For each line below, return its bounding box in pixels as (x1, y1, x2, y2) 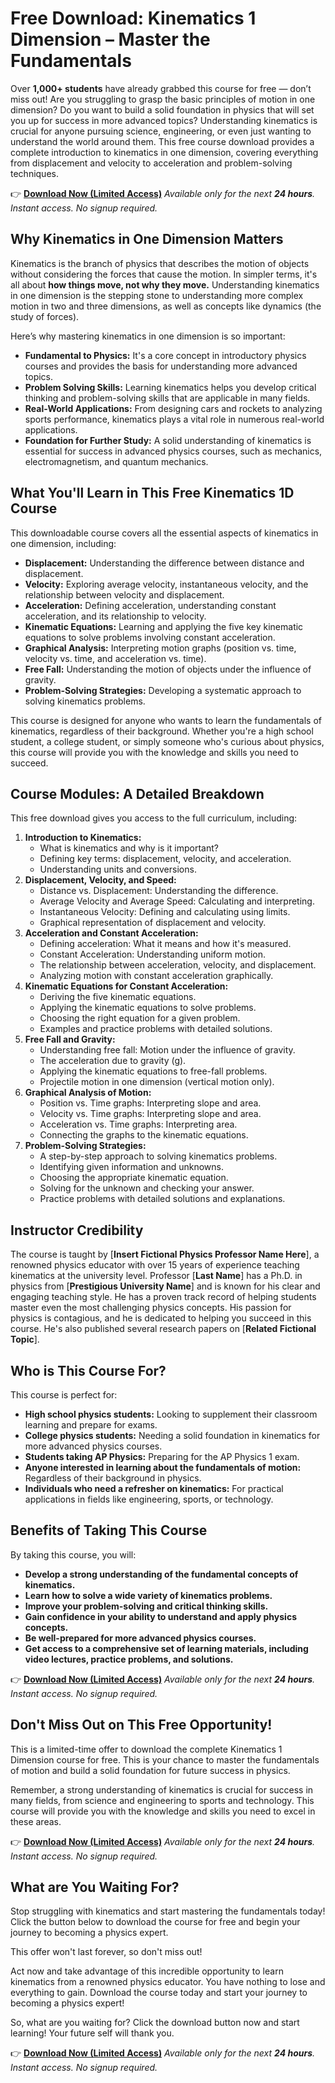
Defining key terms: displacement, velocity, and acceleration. (39, 853, 292, 865)
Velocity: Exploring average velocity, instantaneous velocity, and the (24, 578, 309, 590)
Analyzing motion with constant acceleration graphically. (39, 970, 274, 982)
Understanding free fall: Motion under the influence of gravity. (39, 1044, 296, 1056)
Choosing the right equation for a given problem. (39, 1012, 241, 1024)
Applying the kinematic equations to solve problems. (39, 1002, 257, 1014)
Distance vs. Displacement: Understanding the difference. (39, 885, 279, 897)
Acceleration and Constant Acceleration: (24, 927, 199, 939)
